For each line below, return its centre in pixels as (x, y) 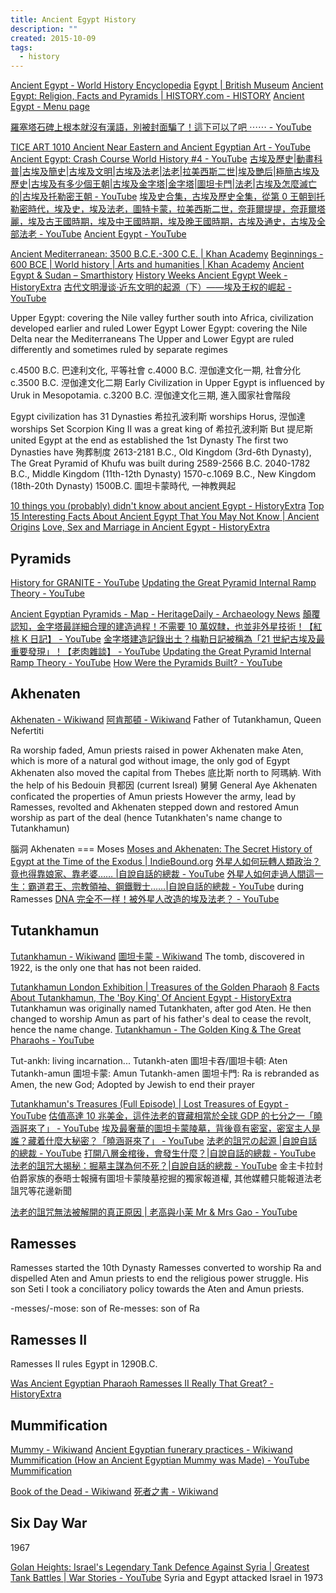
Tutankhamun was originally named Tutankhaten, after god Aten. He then (161, 1008)
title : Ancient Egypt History (73, 19)
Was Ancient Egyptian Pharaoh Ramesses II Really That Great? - (142, 1383)
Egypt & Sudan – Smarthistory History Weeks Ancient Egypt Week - (149, 275)
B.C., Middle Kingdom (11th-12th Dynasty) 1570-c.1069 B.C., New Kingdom (163, 474)
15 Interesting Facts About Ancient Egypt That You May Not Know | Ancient (165, 517)
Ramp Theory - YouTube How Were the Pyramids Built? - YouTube (146, 662)
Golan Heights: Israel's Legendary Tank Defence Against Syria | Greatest (160, 1567)
